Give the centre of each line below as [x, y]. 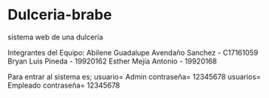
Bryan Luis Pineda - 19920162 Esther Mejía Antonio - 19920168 [112, 61]
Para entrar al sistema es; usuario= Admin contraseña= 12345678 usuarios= [134, 76]
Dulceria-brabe [60, 15]
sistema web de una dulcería [55, 37]
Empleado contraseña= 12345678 [64, 85]
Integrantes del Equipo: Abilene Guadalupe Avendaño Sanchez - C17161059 [133, 52]
